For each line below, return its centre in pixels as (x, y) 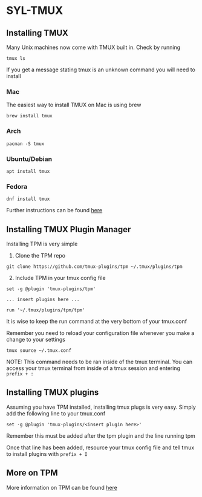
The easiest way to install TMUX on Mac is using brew (74, 105)
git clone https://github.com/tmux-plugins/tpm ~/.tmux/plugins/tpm (94, 267)
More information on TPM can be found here (62, 487)
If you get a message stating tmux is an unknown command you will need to (101, 70)
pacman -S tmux (25, 144)
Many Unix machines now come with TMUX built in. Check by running (93, 47)
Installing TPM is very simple (42, 244)
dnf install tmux (28, 199)
